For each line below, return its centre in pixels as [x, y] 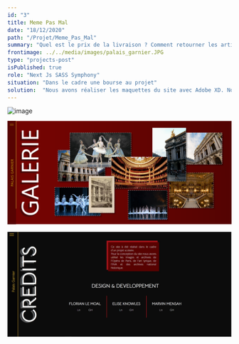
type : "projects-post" [41, 60]
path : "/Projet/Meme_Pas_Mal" [52, 38]
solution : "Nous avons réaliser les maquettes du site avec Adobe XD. [116, 90]
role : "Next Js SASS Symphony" [54, 75]
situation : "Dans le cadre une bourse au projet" [83, 82]
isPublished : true [34, 68]
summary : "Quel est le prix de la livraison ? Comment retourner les [113, 45]
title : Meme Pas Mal [38, 22]
